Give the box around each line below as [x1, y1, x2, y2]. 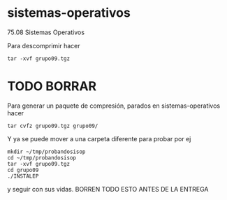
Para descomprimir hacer [7, 41, 80, 50]
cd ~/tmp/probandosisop [7, 154, 77, 162]
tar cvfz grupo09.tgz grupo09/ [7, 122, 98, 129]
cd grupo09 [7, 166, 39, 173]
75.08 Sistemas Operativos [7, 28, 85, 36]
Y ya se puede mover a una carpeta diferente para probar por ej [7, 134, 191, 143]
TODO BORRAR [7, 78, 96, 94]
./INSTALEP [7, 173, 39, 180]
